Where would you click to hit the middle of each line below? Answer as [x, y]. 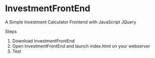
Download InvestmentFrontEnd [43, 41]
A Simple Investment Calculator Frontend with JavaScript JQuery [71, 22]
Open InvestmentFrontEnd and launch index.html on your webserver [81, 46]
